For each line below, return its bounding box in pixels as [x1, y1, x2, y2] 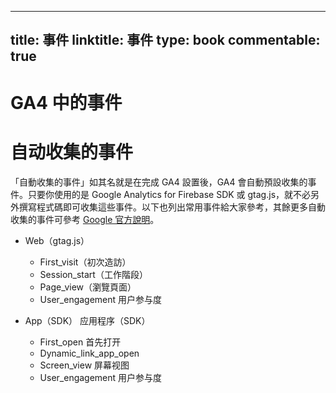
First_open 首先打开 [39, 336, 122, 348]
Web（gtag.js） [24, 234, 90, 246]
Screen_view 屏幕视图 [39, 359, 130, 371]
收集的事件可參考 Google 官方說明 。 [10, 213, 160, 225]
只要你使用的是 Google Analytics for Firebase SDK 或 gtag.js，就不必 [27, 188, 312, 200]
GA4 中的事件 [10, 91, 123, 114]
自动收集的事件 [10, 141, 134, 163]
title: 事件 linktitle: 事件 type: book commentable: [10, 32, 321, 49]
